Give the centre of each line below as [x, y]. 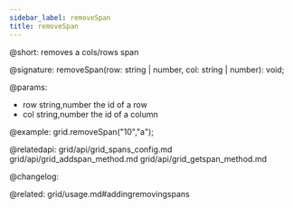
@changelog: [34, 176]
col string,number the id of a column [90, 114]
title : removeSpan [44, 26]
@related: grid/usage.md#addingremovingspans [99, 194]
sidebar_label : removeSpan [60, 18]
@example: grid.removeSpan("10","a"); [82, 131]
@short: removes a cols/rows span [74, 52]
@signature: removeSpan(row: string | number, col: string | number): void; [147, 70]
